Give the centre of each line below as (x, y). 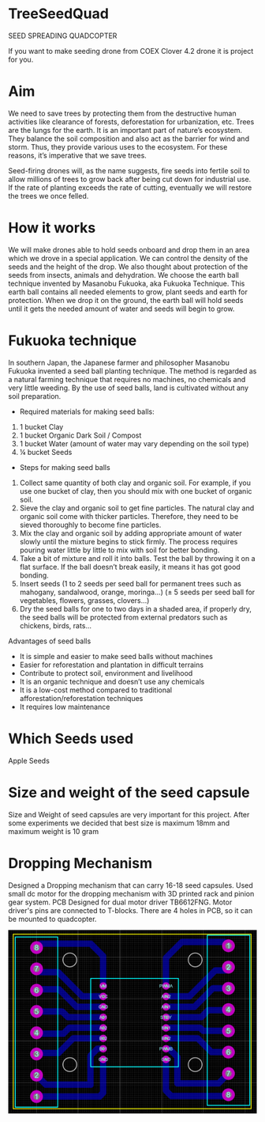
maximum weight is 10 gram (54, 831)
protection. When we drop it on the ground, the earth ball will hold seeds (126, 300)
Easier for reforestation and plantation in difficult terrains (111, 665)
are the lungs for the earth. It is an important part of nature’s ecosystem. (125, 130)
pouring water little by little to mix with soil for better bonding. (119, 550)
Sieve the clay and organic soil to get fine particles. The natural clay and (137, 508)
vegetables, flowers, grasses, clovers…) (84, 600)
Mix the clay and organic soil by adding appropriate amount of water (131, 533)
